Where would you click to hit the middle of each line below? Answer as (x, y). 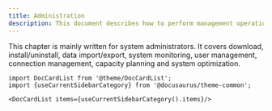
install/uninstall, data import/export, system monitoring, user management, (133, 55)
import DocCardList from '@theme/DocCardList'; (90, 78)
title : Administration (47, 16)
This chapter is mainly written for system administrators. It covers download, (136, 46)
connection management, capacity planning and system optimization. (125, 63)
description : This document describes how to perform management (121, 23)
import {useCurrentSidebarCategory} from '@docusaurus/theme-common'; (130, 85)
